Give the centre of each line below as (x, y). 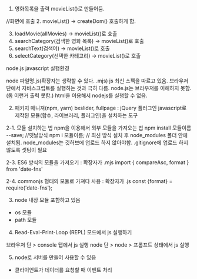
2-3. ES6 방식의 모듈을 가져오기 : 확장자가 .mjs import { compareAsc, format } (98, 162)
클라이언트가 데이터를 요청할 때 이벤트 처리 (64, 270)
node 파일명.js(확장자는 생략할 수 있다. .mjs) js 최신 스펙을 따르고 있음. (87, 81)
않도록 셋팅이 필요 (26, 150)
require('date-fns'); (29, 188)
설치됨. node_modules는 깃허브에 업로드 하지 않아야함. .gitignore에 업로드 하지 (97, 142)
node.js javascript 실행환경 (38, 68)
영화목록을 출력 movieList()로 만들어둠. (59, 9)
